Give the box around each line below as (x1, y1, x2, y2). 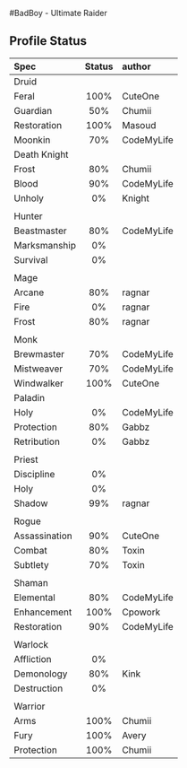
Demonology (13, 668, 68, 680)
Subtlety (13, 558, 49, 571)
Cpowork (122, 606, 161, 618)
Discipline (13, 467, 55, 480)
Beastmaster (13, 224, 67, 237)
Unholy (13, 192, 45, 205)
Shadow (13, 497, 48, 510)
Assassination (13, 529, 73, 542)
